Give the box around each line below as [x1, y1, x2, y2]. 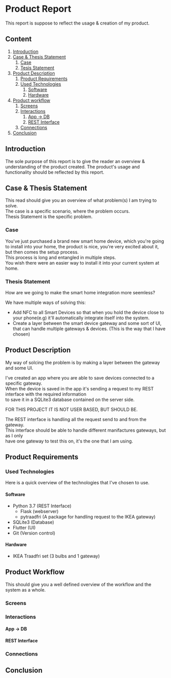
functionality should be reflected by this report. [5, 169, 105, 175]
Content [5, 35, 32, 43]
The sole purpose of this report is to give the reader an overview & [5, 158, 145, 164]
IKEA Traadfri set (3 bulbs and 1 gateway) [12, 553, 100, 559]
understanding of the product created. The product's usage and [5, 163, 140, 170]
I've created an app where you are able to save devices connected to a [5, 375, 155, 381]
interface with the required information [5, 391, 87, 397]
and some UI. [5, 365, 34, 371]
